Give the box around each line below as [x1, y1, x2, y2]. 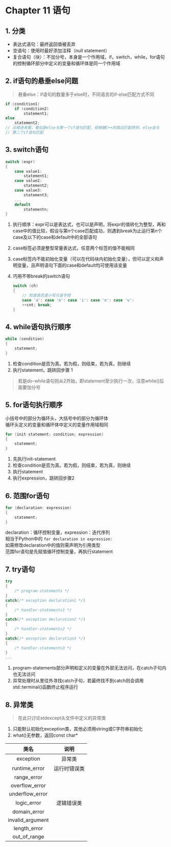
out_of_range [12, 833, 44, 840]
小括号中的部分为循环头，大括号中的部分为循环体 [5, 415, 108, 421]
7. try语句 [5, 565, 35, 574]
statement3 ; [23, 192, 50, 197]
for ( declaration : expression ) [5, 505, 72, 510]
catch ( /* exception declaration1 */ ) [5, 598, 86, 603]
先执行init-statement [12, 456, 56, 462]
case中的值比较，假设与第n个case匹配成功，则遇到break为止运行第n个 [12, 228, 162, 234]
